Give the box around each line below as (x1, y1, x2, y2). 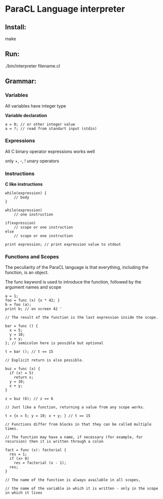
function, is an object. (5, 270, 49, 276)
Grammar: (5, 77, 37, 86)
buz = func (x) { (5, 367, 41, 371)
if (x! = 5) (9, 370, 34, 376)
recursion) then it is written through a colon (5, 439, 104, 444)
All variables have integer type (5, 103, 66, 108)
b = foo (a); (5, 302, 32, 307)
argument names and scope (5, 284, 62, 290)
